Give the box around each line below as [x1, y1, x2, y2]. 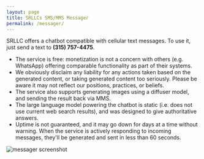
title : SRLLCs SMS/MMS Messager [6, 15, 89, 21]
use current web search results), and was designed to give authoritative [15, 108, 197, 115]
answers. [15, 114, 39, 122]
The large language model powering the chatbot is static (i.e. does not [15, 101, 193, 109]
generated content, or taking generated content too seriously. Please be [15, 75, 197, 83]
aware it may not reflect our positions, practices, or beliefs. [15, 82, 164, 89]
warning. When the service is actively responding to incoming [15, 127, 172, 135]
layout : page [6, 9, 40, 15]
